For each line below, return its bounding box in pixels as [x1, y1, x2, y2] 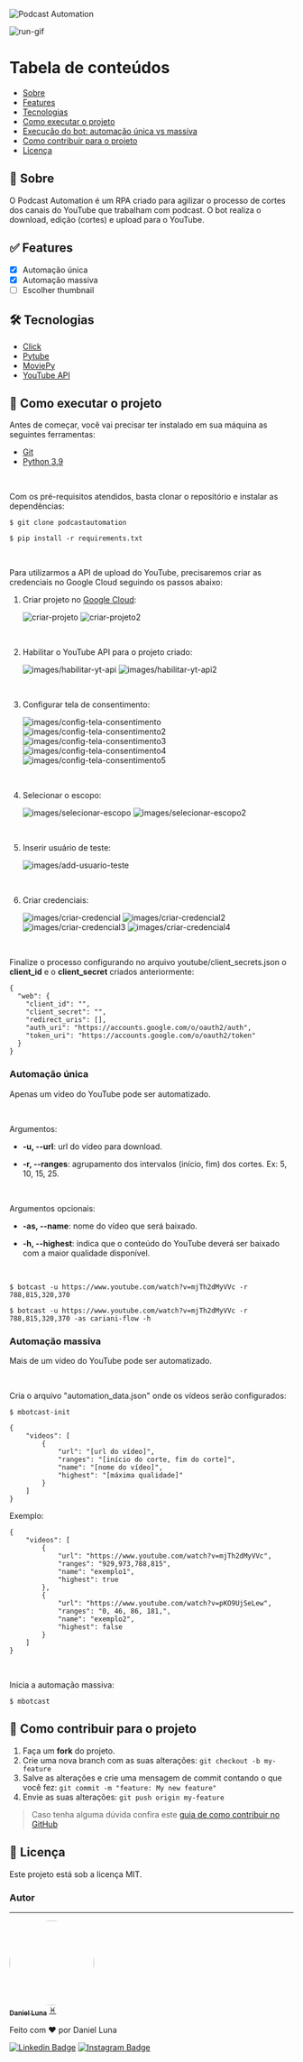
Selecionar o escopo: [22, 790, 102, 801]
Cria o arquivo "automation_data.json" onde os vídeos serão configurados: [9, 1390, 287, 1401]
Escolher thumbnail [22, 284, 95, 295]
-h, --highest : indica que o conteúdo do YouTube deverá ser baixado [22, 1238, 280, 1248]
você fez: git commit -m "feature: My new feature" [22, 1781, 217, 1792]
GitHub [31, 1818, 59, 1829]
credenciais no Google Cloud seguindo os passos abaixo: [9, 577, 224, 588]
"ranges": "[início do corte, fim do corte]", [57, 1455, 236, 1464]
